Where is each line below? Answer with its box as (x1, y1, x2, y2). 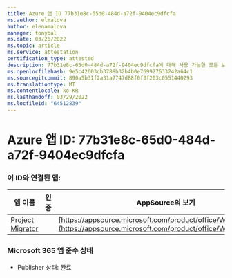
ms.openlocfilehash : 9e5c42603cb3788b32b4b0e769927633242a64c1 (7, 68, 193, 75)
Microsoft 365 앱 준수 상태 (7, 246, 93, 256)
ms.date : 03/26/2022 (7, 36, 67, 43)
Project (10, 215, 35, 225)
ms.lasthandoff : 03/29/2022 (7, 94, 88, 101)
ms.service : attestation (7, 49, 79, 56)
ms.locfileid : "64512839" (7, 100, 81, 107)
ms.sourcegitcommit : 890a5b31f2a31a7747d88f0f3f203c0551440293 (7, 74, 193, 82)
